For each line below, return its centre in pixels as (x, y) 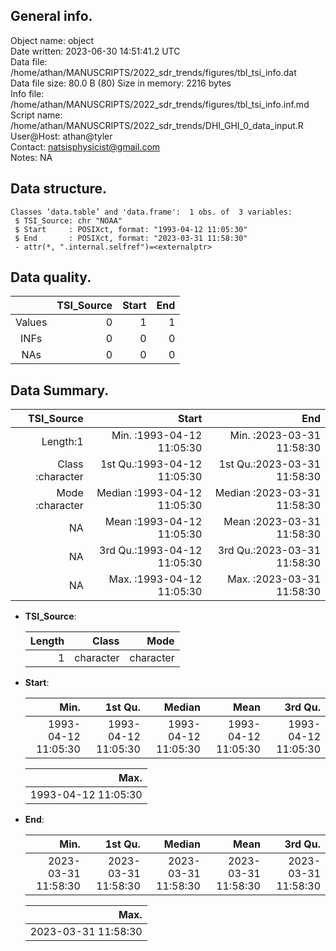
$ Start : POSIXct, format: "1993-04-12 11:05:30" (131, 229)
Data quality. (51, 277)
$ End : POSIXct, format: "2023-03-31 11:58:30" (131, 238)
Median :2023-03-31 (267, 493)
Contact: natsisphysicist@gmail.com (85, 146)
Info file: (27, 93)
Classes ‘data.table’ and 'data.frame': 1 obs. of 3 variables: (151, 212)
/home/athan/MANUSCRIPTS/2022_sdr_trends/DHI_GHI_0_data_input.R (157, 125)
